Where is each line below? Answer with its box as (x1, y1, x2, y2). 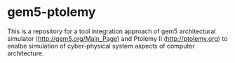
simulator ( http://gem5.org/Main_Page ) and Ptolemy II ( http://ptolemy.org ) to (7, 34, 228, 42)
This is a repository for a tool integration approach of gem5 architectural (7, 27, 216, 35)
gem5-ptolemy (7, 4, 96, 20)
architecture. (7, 49, 44, 57)
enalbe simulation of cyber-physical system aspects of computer (7, 42, 195, 50)
